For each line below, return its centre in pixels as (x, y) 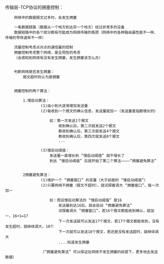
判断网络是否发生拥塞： (34, 72)
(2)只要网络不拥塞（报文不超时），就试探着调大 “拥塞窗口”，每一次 (100, 185)
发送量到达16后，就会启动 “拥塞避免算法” (95, 206)
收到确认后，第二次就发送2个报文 (87, 126)
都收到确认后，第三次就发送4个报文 (89, 131)
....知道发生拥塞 (74, 242)
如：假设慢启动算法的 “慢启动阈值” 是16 (86, 200)
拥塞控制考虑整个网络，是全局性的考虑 (47, 53)
